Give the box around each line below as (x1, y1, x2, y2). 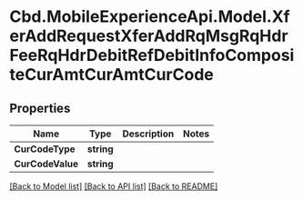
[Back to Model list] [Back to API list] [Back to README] (9, 181, 218, 192)
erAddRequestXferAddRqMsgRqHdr (9, 25, 288, 46)
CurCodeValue (14, 157, 79, 170)
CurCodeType (14, 143, 76, 155)
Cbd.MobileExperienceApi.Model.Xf (9, 6, 290, 27)
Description (122, 127, 175, 140)
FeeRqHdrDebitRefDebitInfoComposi (9, 45, 295, 65)
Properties (9, 100, 71, 115)
